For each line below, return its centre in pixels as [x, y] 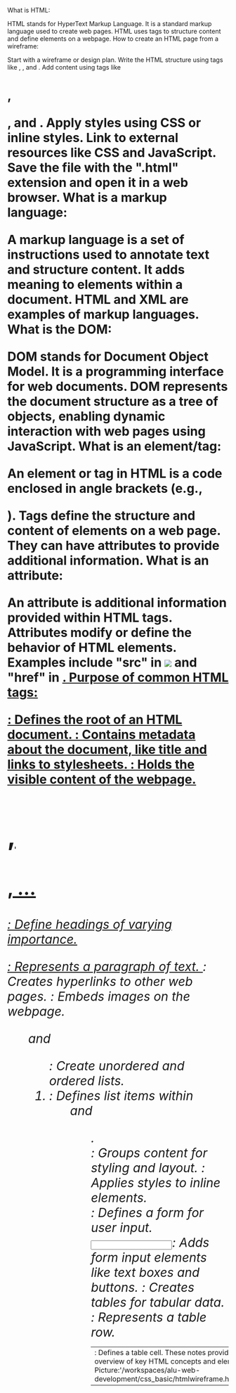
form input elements [149, 1257]
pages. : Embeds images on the [99, 996]
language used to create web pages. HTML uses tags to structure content [114, 31]
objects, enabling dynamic [86, 417]
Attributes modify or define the [99, 633]
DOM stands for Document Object [108, 357]
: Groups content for [149, 1153]
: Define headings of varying [90, 924]
